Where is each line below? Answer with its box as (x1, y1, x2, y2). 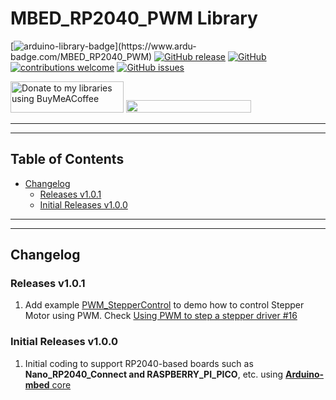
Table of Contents (10, 151, 125, 168)
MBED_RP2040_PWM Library (10, 7, 258, 30)
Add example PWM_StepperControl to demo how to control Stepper (24, 299, 305, 311)
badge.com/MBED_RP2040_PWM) (10, 50, 153, 62)
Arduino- (285, 368, 325, 380)
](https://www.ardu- (114, 40, 197, 52)
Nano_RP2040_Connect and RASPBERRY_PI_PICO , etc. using (24, 368, 284, 380)
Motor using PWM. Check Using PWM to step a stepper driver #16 (24, 310, 298, 322)
